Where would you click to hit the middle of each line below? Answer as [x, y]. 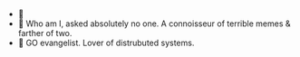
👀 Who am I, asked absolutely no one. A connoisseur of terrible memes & [154, 24]
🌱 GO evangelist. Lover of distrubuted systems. [106, 43]
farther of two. [45, 33]
